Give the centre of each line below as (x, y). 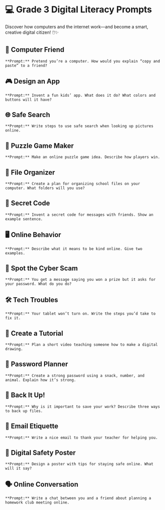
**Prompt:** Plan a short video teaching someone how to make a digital (82, 345)
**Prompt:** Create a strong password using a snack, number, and (75, 376)
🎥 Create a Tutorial (34, 333)
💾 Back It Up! (25, 395)
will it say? (19, 469)
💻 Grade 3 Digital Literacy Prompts (79, 10)
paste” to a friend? (26, 65)
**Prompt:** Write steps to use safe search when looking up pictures (79, 126)
